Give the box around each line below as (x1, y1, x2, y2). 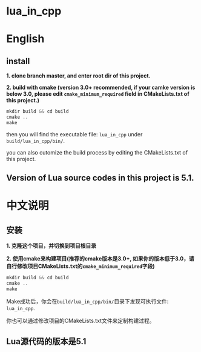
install (6, 56, 30, 66)
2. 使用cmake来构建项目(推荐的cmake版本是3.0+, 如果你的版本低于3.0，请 (6, 255, 195, 262)
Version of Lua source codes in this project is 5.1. (6, 173, 195, 183)
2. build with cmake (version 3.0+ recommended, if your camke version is (6, 84, 196, 91)
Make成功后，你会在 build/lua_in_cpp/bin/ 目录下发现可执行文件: (6, 297, 169, 305)
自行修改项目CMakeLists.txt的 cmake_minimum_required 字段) (6, 262, 156, 270)
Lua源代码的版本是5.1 (6, 336, 87, 347)
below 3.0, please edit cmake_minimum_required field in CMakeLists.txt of (6, 90, 189, 98)
